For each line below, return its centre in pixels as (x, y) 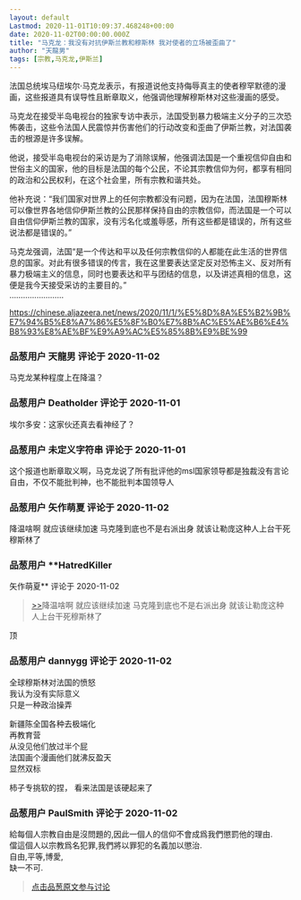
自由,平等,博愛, (37, 857)
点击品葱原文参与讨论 (70, 887)
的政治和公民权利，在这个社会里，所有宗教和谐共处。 (107, 180)
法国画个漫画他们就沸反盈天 (60, 757)
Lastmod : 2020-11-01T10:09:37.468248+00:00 (92, 26)
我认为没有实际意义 (45, 693)
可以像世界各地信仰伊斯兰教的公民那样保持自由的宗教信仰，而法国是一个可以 (150, 210)
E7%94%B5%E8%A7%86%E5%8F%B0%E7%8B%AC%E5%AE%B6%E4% (149, 322)
